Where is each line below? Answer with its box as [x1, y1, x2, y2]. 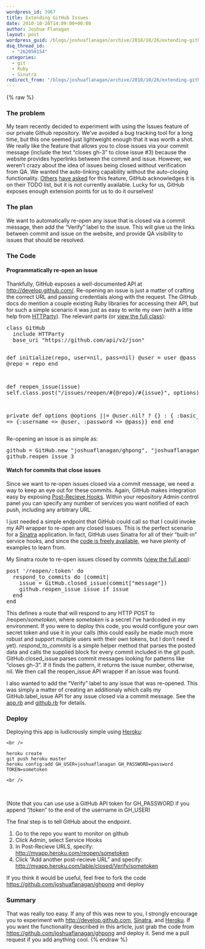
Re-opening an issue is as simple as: [6, 435, 98, 442]
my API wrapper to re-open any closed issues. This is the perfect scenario [6, 524, 193, 532]
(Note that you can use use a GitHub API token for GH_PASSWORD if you [6, 800, 190, 807]
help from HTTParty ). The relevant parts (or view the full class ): [6, 312, 166, 320]
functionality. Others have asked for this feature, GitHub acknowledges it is [6, 175, 195, 182]
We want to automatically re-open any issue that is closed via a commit [6, 217, 185, 224]
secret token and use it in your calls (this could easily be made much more [6, 629, 193, 637]
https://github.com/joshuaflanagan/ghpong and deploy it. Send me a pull [6, 929, 189, 937]
